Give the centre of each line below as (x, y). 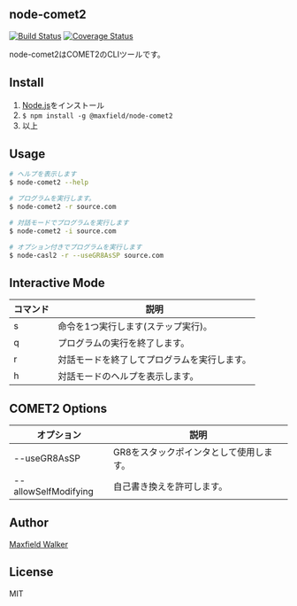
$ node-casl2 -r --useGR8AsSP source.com (87, 255)
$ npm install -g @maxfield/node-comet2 (97, 116)
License (31, 572)
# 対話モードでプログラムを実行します (69, 222)
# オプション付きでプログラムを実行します (76, 247)
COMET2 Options (58, 408)
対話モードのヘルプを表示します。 (128, 377)
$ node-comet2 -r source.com (63, 207)
